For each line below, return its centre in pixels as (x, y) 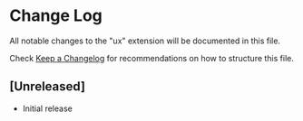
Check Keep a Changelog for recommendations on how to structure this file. (152, 58)
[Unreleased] (48, 87)
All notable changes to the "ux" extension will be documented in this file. (145, 41)
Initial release (47, 108)
